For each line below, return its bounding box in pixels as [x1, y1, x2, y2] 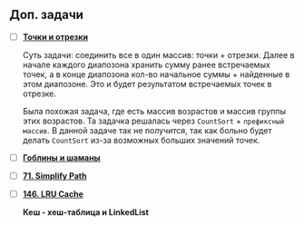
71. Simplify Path [22, 170, 87, 181]
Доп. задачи [9, 7, 84, 23]
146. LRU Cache [22, 189, 83, 199]
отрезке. [22, 88, 57, 99]
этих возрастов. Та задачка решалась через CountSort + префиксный [22, 115, 285, 126]
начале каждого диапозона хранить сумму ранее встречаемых [22, 59, 270, 70]
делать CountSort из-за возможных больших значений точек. [22, 134, 260, 145]
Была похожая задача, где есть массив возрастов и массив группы [22, 105, 287, 116]
